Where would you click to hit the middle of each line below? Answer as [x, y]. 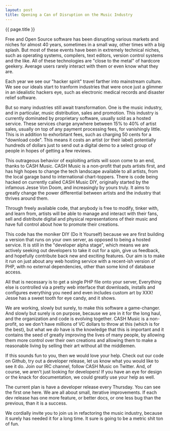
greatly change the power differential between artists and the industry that [83, 193]
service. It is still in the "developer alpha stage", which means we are [77, 245]
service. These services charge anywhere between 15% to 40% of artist [81, 124]
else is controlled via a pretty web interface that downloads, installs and [80, 287]
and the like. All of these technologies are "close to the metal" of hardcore [83, 60]
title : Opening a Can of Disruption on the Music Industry [69, 15]
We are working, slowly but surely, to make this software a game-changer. [83, 307]
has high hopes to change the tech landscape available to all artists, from [82, 171]
